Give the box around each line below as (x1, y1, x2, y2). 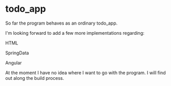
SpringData (5, 50, 29, 56)
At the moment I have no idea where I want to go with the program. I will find (5, 70, 166, 76)
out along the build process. (5, 75, 64, 81)
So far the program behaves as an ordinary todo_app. (5, 20, 118, 26)
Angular (5, 59, 22, 66)
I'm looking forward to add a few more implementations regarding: (5, 30, 144, 36)
